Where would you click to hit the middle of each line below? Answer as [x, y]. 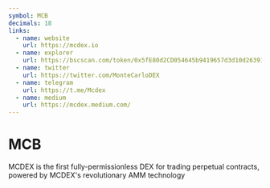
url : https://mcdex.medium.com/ [77, 105]
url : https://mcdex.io [61, 46]
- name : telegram [45, 82]
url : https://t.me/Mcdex [64, 90]
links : [19, 30]
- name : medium [41, 98]
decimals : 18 [30, 23]
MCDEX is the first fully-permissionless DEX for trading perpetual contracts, [134, 167]
